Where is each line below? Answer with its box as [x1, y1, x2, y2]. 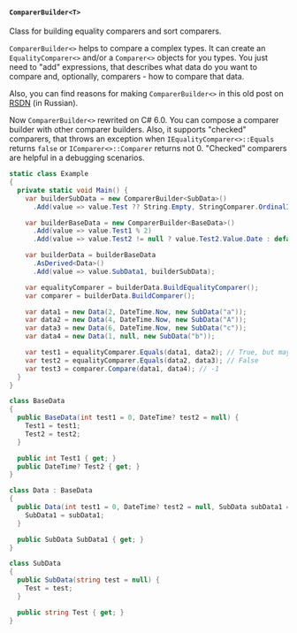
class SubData [9, 559, 62, 568]
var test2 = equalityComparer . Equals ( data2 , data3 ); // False [25, 355, 259, 365]
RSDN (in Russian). [9, 98, 79, 109]
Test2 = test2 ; [25, 430, 81, 439]
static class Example [9, 170, 89, 179]
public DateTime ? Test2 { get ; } [17, 461, 141, 471]
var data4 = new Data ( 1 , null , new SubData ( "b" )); [25, 332, 216, 341]
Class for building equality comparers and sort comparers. [9, 26, 222, 36]
